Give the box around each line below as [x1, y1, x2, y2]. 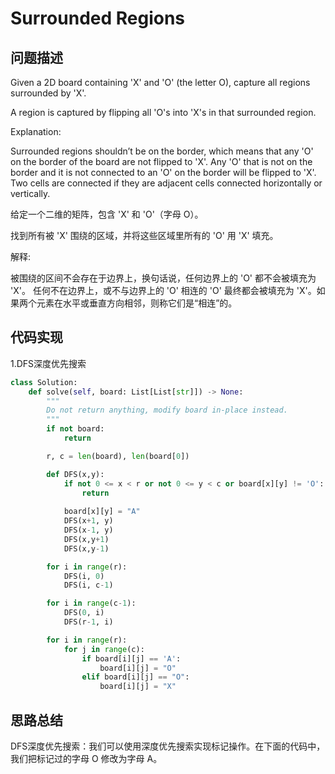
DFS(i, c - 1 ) [63, 580, 114, 591]
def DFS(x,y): [46, 469, 105, 479]
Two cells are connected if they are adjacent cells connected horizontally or [10, 177, 323, 189]
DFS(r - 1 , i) [63, 617, 114, 627]
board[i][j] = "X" [99, 682, 177, 692]
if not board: [46, 424, 105, 434]
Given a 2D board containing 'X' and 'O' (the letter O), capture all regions [10, 77, 311, 88]
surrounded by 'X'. [10, 87, 87, 99]
